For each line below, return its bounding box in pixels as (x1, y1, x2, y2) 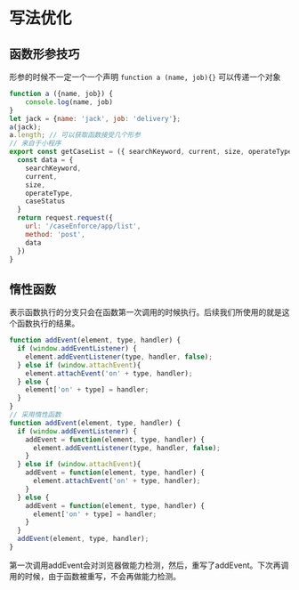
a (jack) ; (9, 122, 42, 132)
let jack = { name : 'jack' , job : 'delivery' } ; (9, 114, 181, 123)
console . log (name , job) (25, 97, 114, 107)
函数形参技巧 (9, 46, 80, 61)
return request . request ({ (17, 214, 114, 222)
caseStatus (25, 197, 66, 206)
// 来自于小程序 (9, 139, 61, 148)
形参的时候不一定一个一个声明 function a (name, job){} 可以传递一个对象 (9, 72, 281, 82)
